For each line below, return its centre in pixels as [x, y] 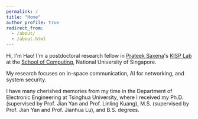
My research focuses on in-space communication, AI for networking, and [95, 73]
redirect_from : [25, 28]
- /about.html [29, 39]
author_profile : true [33, 22]
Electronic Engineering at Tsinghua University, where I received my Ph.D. [95, 97]
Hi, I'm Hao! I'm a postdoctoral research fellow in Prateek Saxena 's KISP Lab [99, 56]
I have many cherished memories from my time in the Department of [89, 91]
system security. [26, 80]
